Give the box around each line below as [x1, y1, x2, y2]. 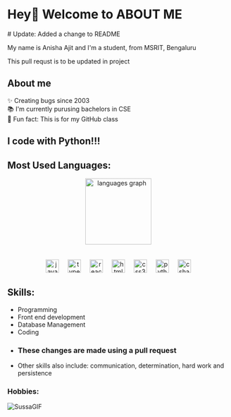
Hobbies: [7, 386, 39, 396]
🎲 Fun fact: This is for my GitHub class [7, 114, 118, 123]
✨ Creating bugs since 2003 [7, 96, 90, 104]
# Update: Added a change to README [7, 30, 121, 38]
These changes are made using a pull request [17, 345, 177, 355]
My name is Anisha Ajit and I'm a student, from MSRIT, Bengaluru [7, 43, 196, 52]
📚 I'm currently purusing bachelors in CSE [7, 104, 132, 113]
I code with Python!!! [7, 135, 101, 147]
